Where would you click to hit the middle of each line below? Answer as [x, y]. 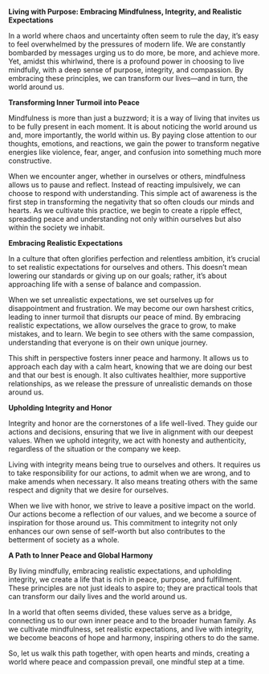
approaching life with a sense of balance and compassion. [105, 284]
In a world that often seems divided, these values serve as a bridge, [120, 612]
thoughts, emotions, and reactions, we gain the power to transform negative [134, 143]
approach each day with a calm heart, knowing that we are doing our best [130, 366]
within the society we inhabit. [57, 227]
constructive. [30, 161]
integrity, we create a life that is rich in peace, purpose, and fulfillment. [125, 579]
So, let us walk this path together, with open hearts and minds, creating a [129, 653]
